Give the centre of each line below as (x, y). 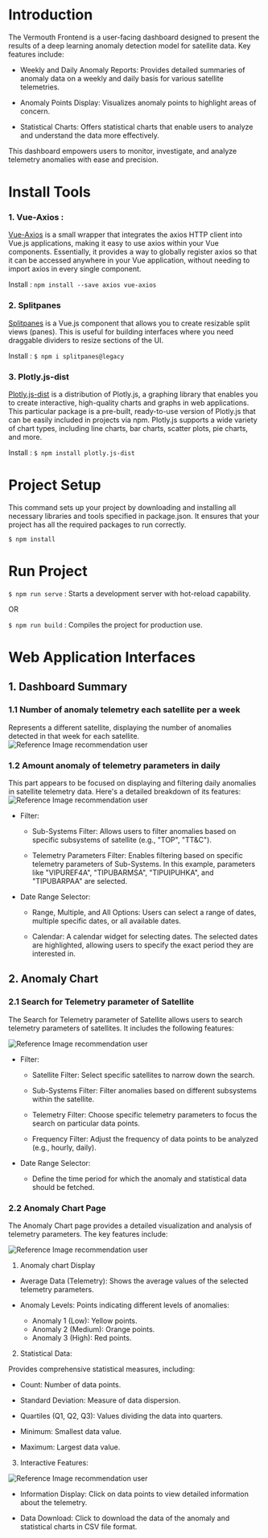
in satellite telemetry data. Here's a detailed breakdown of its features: (125, 792)
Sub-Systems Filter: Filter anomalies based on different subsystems (144, 1090)
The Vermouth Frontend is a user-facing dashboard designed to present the (134, 37)
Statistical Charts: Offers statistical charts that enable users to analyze (136, 126)
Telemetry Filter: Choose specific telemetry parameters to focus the (144, 1114)
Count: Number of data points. (70, 1385)
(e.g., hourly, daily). (64, 1147)
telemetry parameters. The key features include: (88, 1234)
